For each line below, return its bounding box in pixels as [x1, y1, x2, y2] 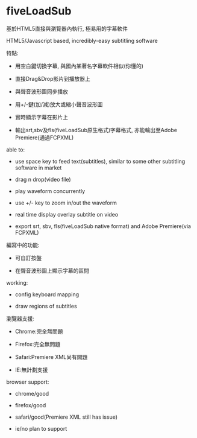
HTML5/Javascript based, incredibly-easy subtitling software [6, 37, 158, 44]
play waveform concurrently [14, 187, 86, 194]
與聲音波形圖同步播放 [14, 87, 68, 95]
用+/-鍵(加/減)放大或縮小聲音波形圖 [14, 101, 103, 108]
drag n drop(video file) [14, 176, 71, 183]
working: [6, 279, 28, 286]
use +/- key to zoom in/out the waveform [14, 199, 117, 206]
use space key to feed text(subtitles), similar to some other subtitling [14, 157, 186, 165]
